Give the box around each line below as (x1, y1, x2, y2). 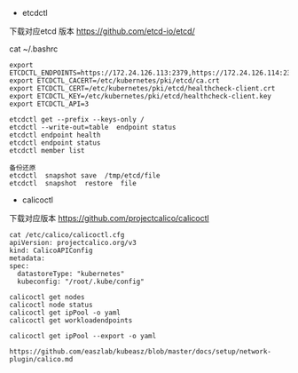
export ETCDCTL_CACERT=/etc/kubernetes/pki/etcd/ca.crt (9, 76, 220, 85)
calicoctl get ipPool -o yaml (9, 308, 122, 317)
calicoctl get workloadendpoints (9, 316, 133, 325)
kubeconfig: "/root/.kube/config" (17, 277, 145, 286)
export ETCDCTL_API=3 (9, 99, 90, 108)
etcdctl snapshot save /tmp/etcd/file (9, 171, 161, 180)
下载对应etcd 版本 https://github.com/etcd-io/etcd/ (9, 26, 195, 36)
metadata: (9, 254, 46, 263)
